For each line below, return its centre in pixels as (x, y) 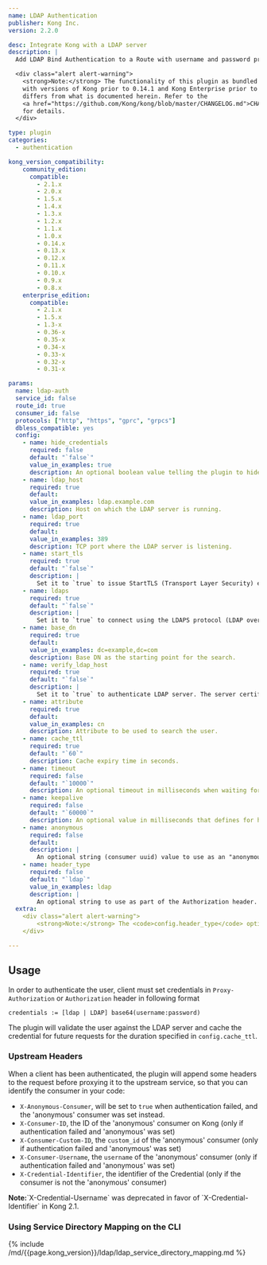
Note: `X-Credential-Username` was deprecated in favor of (104, 1197)
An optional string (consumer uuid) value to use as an (131, 857)
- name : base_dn (50, 628)
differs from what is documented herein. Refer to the (115, 96)
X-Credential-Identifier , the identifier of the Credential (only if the (130, 1173)
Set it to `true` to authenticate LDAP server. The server (137, 694)
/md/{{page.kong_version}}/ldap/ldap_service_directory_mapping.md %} (127, 1253)
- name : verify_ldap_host (66, 665)
